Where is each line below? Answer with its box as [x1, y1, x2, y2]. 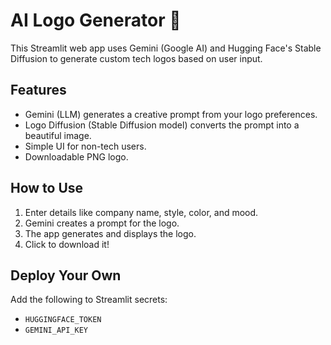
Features [10, 82, 67, 99]
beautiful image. [24, 129, 92, 141]
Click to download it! [24, 238, 110, 250]
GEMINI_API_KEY [24, 325, 89, 336]
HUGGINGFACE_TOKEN [24, 315, 102, 325]
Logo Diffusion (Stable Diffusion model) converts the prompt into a [24, 119, 300, 131]
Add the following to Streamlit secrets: [10, 294, 168, 306]
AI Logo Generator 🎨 [10, 9, 182, 32]
